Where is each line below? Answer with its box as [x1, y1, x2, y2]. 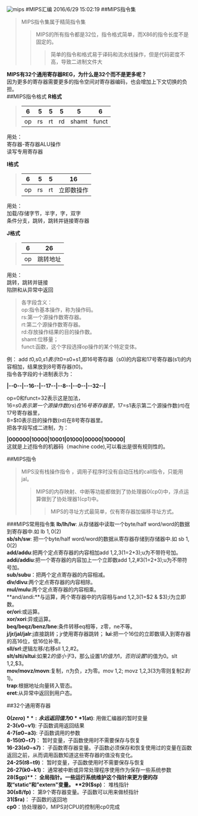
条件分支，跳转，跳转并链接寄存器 [6, 217, 90, 224]
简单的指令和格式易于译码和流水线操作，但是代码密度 [50, 51, 180, 58]
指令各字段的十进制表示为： [6, 371, 74, 377]
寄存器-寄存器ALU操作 [6, 141, 61, 147]
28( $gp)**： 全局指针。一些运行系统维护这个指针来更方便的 [6, 774, 153, 781]
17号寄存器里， [6, 409, 43, 416]
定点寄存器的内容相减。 [51, 571, 108, 578]
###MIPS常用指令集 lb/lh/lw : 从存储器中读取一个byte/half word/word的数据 [6, 520, 190, 527]
